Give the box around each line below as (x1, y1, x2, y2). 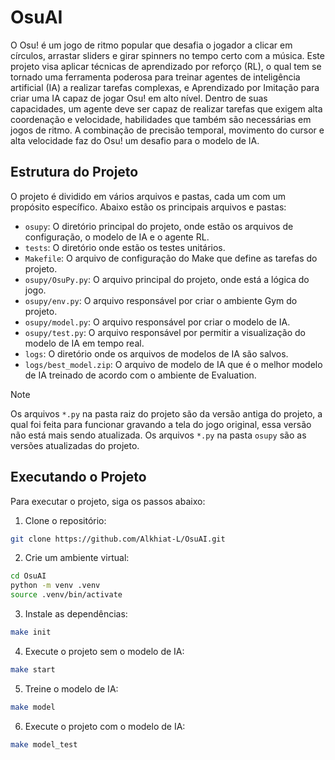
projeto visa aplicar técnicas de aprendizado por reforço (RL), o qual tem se (10, 60, 322, 72)
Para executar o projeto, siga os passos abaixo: (10, 495, 206, 507)
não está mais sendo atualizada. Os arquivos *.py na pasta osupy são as (10, 429, 307, 441)
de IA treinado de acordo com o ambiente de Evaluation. (24, 369, 257, 381)
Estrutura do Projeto (10, 164, 139, 181)
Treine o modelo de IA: (24, 682, 119, 695)
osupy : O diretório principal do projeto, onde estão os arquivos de (24, 220, 294, 232)
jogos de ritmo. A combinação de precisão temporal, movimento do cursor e (10, 124, 325, 136)
